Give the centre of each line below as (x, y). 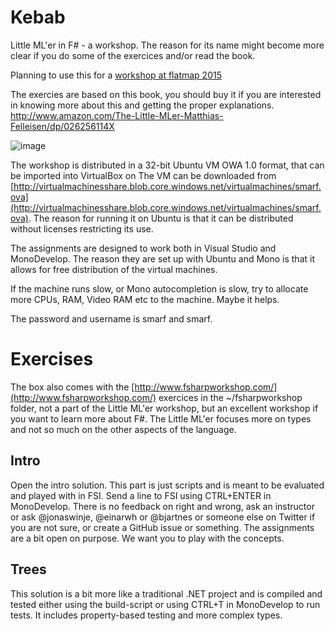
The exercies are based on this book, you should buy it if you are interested (166, 94)
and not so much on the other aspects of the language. (123, 429)
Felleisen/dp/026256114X (62, 126)
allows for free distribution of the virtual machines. (114, 269)
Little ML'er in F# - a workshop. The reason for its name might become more (167, 45)
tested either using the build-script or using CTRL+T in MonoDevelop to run (165, 604)
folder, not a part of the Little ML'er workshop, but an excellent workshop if (164, 408)
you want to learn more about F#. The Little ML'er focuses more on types (161, 418)
